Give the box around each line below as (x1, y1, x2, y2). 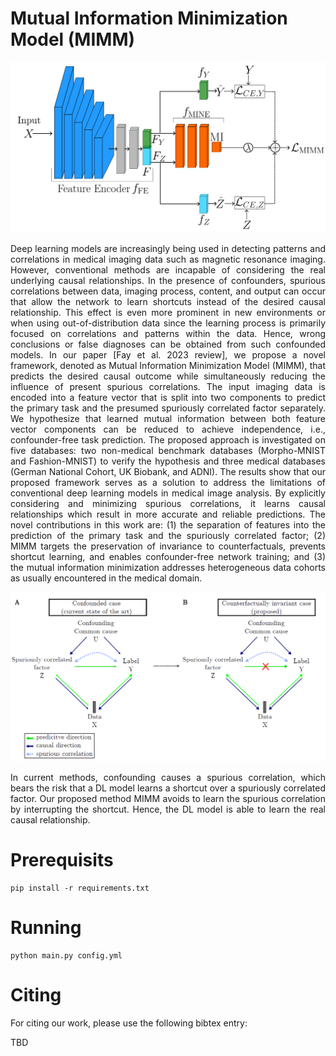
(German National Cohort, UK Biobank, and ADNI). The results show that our (10, 466, 326, 478)
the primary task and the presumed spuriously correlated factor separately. (10, 402, 326, 414)
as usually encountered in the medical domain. (10, 572, 203, 584)
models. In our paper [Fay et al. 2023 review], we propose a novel (10, 349, 326, 361)
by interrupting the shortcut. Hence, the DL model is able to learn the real (10, 803, 326, 816)
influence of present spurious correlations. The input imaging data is (10, 381, 326, 393)
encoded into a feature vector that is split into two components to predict (10, 392, 326, 404)
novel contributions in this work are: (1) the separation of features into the (10, 519, 326, 531)
